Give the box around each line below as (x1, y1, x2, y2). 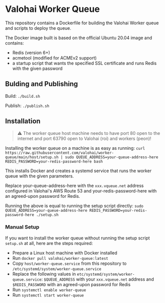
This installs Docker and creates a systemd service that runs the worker (5, 168, 152, 174)
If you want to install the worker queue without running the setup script (5, 235, 150, 241)
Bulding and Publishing (5, 80, 78, 88)
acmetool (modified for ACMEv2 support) (12, 55, 97, 61)
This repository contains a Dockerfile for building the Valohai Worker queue (5, 20, 159, 26)
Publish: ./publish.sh (5, 103, 50, 109)
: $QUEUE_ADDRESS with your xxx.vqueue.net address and (41, 276, 154, 282)
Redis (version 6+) (12, 50, 51, 56)
